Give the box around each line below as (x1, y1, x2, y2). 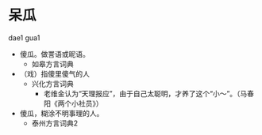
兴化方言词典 (31, 79, 74, 88)
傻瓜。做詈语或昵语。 (19, 49, 90, 58)
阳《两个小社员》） (43, 99, 103, 108)
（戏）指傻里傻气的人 (19, 69, 90, 78)
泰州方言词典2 (31, 118, 79, 128)
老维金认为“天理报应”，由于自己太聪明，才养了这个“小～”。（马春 (43, 88, 255, 98)
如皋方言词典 (31, 59, 74, 69)
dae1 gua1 (8, 32, 40, 43)
